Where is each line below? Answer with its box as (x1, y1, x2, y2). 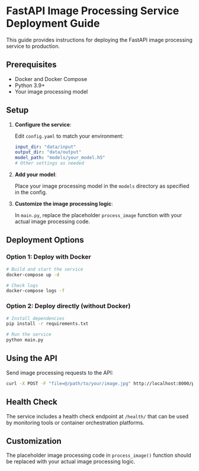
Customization (6, 436, 62, 446)
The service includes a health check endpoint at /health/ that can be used (6, 412, 189, 420)
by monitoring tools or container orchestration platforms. (6, 419, 145, 426)
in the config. (14, 189, 47, 196)
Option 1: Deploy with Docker (6, 253, 92, 261)
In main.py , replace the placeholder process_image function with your (14, 212, 182, 219)
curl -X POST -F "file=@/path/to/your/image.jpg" (6, 380, 131, 386)
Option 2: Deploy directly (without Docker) (6, 302, 131, 310)
